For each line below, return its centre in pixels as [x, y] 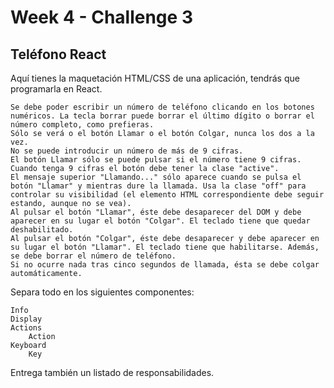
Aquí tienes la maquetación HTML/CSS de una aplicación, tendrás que [155, 78]
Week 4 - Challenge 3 [101, 17]
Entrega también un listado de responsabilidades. [112, 372]
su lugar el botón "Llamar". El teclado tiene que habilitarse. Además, [165, 247]
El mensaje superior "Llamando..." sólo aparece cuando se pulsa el [156, 177]
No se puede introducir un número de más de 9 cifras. [127, 151]
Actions [26, 328]
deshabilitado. [42, 230]
